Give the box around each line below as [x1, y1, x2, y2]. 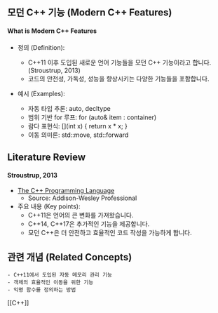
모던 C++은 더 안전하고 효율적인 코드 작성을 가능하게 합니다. [27, 229, 192, 237]
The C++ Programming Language [17, 187, 115, 195]
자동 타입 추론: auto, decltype [27, 104, 111, 112]
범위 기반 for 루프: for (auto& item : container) [27, 113, 157, 121]
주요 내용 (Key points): [17, 202, 81, 211]
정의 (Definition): [17, 43, 65, 51]
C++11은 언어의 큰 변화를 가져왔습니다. [27, 211, 134, 220]
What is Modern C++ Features [7, 27, 97, 35]
